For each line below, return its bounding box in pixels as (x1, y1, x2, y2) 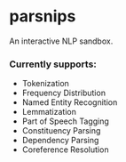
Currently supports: (9, 58, 98, 70)
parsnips (9, 6, 76, 27)
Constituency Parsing (21, 126, 101, 136)
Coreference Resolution (21, 144, 109, 155)
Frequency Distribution (21, 87, 106, 99)
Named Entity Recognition (21, 97, 118, 108)
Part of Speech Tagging (21, 116, 109, 126)
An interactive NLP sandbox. (9, 36, 114, 46)
